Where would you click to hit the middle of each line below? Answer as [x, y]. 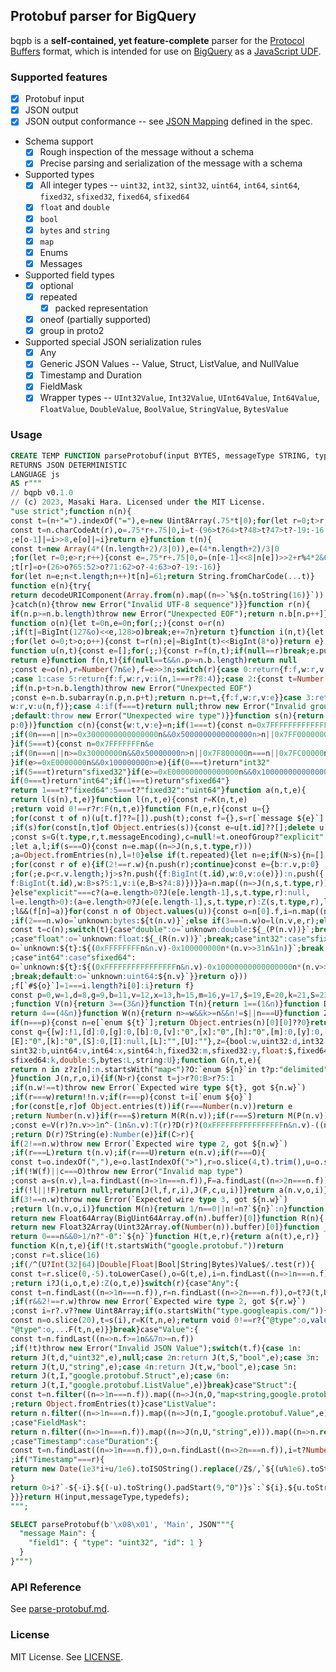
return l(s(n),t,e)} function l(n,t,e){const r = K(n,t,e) [129, 800]
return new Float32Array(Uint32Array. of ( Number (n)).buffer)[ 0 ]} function [165, 1227]
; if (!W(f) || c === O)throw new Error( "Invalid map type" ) [127, 1172]
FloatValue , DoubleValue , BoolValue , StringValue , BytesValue [164, 409]
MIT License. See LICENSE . [67, 1656]
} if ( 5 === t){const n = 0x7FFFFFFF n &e [82, 744]
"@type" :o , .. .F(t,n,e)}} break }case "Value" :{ [104, 1330]
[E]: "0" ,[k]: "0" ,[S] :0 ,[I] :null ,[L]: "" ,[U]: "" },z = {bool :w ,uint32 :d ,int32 [167, 1041]
